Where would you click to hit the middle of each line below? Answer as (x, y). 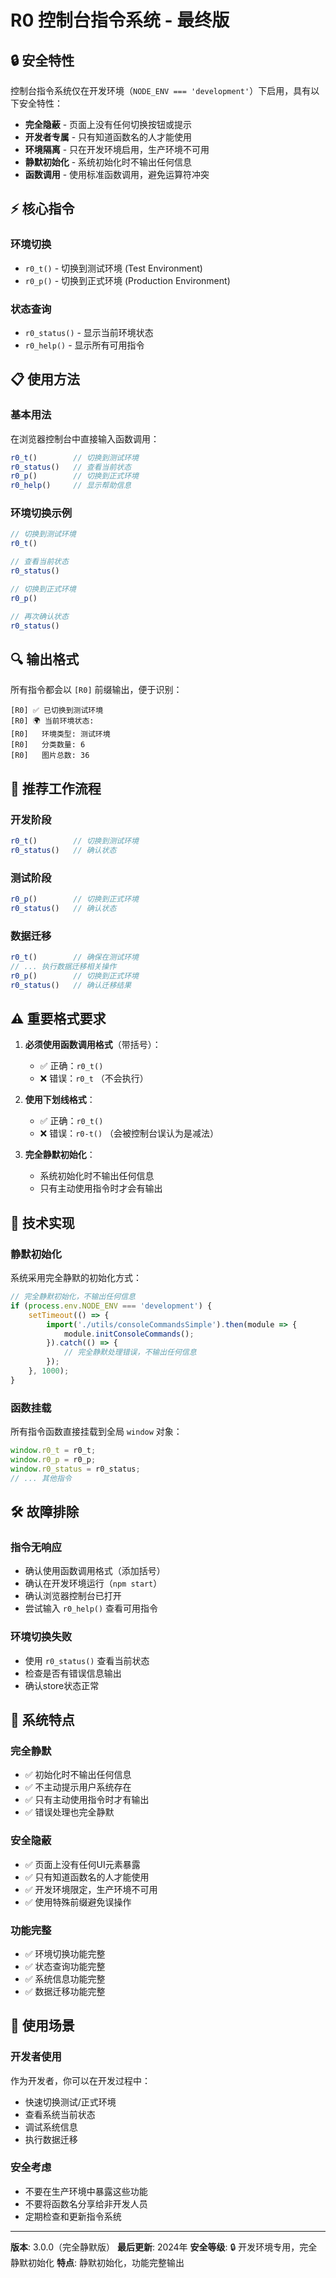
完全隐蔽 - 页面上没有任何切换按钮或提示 (108, 124)
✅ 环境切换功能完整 (65, 1953)
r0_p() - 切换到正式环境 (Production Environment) (127, 280)
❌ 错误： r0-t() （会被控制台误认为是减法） (129, 1133)
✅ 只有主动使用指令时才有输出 (87, 1800)
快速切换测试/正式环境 (70, 2102)
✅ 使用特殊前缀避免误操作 (78, 1902)
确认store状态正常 (62, 1685)
